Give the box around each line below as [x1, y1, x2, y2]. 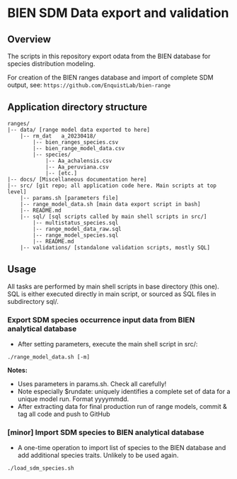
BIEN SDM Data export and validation [7, 5, 229, 21]
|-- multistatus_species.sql [33, 219, 119, 226]
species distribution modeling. [7, 60, 96, 68]
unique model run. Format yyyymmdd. [17, 395, 129, 403]
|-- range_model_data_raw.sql [33, 225, 122, 232]
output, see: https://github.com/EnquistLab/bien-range [7, 81, 171, 89]
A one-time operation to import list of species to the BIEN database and [17, 444, 226, 452]
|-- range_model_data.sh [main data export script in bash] [20, 201, 201, 208]
